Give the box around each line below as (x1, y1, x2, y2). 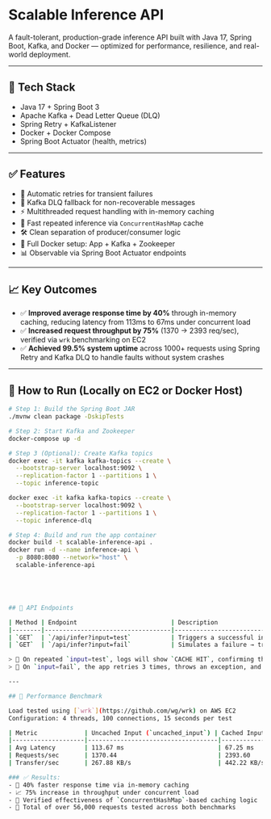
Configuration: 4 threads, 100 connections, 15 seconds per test (8, 714, 232, 722)
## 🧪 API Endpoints (8, 603, 74, 611)
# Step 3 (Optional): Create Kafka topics (8, 449, 153, 457)
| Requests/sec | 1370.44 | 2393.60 (8, 751, 251, 760)
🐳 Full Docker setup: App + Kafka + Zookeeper (19, 238, 176, 248)
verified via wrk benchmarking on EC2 (19, 335, 147, 345)
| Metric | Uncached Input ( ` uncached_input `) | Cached (8, 729, 244, 737)
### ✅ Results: (8, 773, 61, 781)
